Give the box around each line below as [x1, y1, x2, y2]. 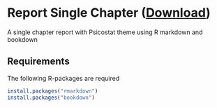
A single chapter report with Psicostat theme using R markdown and [7, 28, 203, 36]
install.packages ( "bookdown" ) [7, 94, 96, 101]
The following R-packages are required [7, 74, 120, 82]
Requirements [7, 56, 70, 68]
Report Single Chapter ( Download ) [7, 5, 211, 21]
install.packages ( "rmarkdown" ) [7, 87, 98, 95]
